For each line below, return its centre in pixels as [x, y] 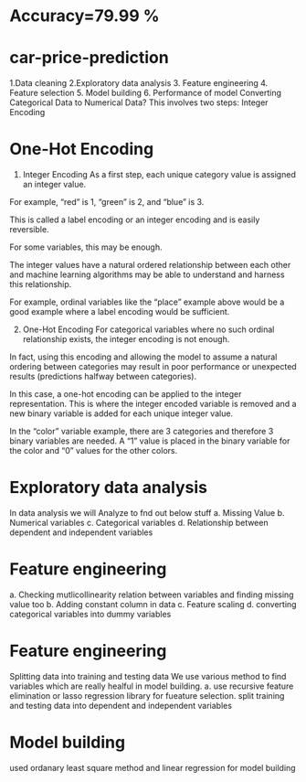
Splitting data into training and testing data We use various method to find [148, 676]
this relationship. [41, 284]
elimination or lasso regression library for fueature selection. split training [147, 695]
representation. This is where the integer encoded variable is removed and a [153, 404]
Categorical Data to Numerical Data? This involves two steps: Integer [139, 102]
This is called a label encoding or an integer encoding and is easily [135, 220]
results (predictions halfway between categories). [103, 377]
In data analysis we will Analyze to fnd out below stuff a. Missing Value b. [147, 513]
